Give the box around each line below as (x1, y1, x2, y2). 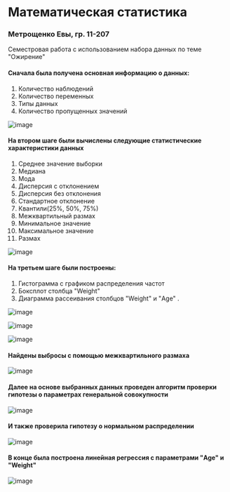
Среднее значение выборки (18, 159, 103, 168)
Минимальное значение (18, 219, 91, 227)
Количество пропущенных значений (18, 107, 128, 115)
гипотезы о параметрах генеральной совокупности (8, 390, 169, 399)
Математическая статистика (8, 4, 188, 20)
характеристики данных (8, 144, 84, 152)
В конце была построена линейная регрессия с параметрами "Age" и (8, 453, 224, 462)
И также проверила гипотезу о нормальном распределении (8, 422, 195, 430)
